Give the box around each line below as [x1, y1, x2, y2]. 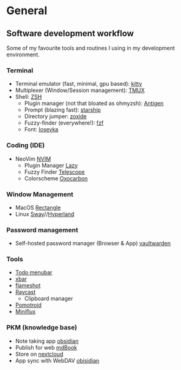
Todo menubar [15, 269, 53, 276]
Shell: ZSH [15, 93, 42, 101]
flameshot [15, 282, 41, 289]
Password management [6, 225, 78, 234]
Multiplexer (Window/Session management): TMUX [15, 87, 145, 94]
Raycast [15, 288, 35, 296]
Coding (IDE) [6, 141, 45, 150]
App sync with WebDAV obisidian [15, 357, 100, 364]
